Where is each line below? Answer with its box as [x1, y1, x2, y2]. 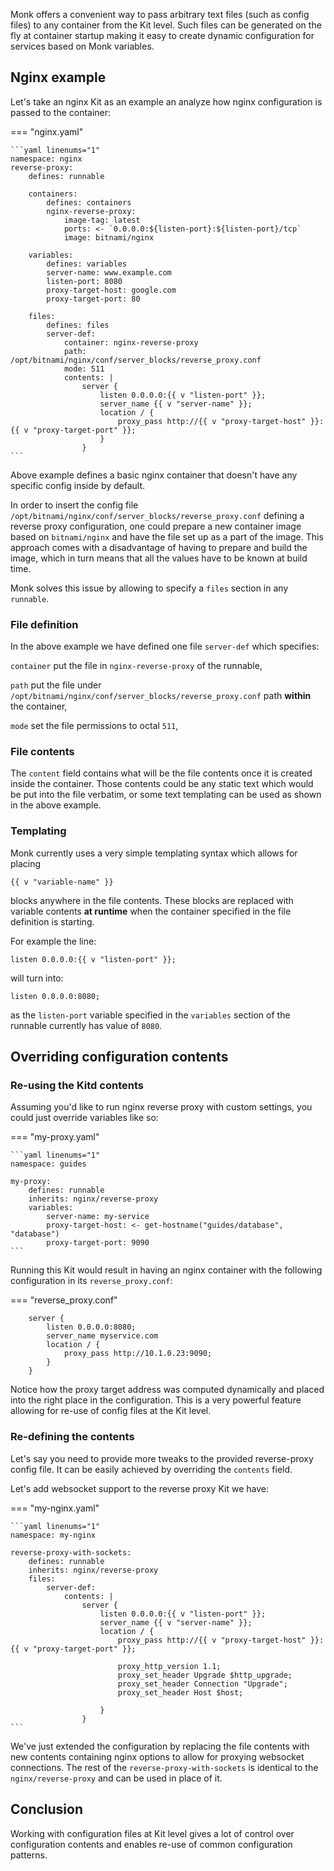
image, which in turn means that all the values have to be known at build [10, 552, 308, 564]
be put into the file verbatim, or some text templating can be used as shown [10, 789, 322, 801]
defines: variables [46, 259, 128, 269]
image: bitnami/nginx [63, 232, 155, 243]
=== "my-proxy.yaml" [10, 1131, 100, 1143]
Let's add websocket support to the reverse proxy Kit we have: [10, 1482, 269, 1494]
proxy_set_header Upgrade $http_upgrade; [117, 1670, 293, 1680]
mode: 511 [63, 364, 105, 374]
